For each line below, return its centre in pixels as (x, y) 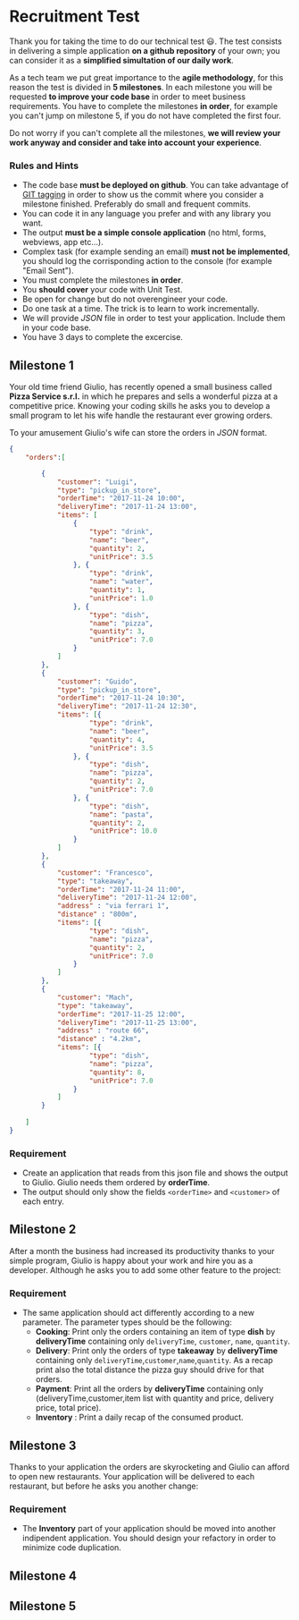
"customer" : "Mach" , (95, 997)
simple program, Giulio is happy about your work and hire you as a (131, 1260)
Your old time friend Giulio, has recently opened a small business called (141, 387)
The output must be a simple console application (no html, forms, (144, 233)
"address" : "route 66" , (103, 1031)
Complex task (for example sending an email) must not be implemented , (156, 251)
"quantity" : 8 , (117, 1072)
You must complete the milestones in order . (103, 280)
